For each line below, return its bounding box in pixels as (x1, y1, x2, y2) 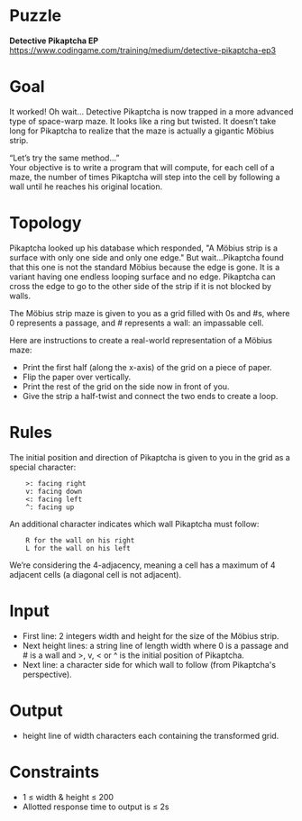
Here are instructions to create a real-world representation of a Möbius (9, 334, 273, 345)
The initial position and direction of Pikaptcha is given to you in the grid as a (9, 452, 290, 462)
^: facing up (25, 502, 75, 512)
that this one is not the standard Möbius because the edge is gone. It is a (9, 261, 280, 272)
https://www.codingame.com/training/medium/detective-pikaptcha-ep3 (9, 44, 277, 55)
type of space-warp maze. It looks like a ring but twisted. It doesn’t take (9, 115, 277, 126)
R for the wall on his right (25, 535, 135, 545)
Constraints (9, 762, 100, 782)
